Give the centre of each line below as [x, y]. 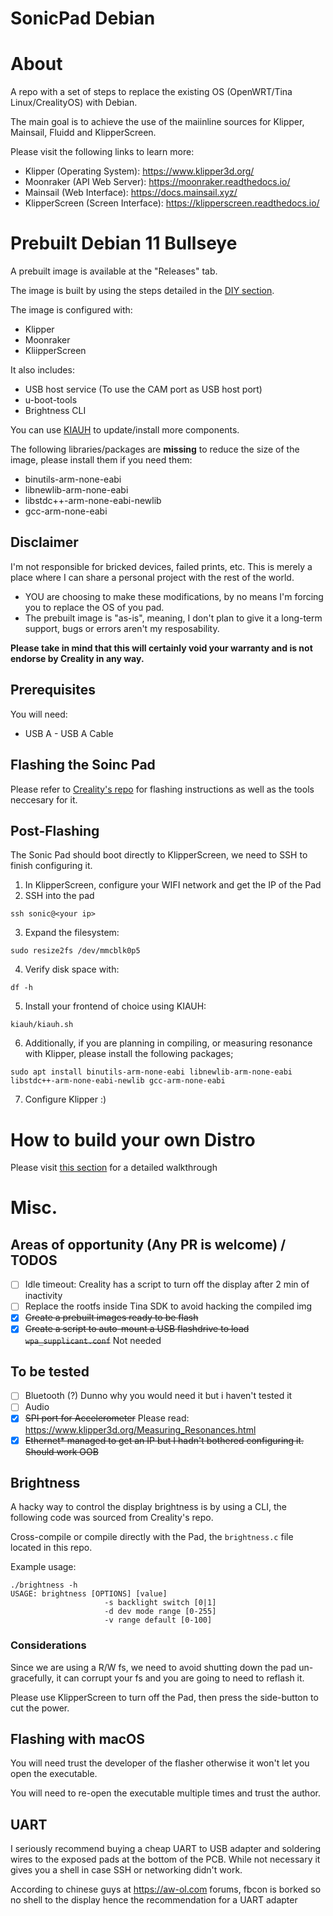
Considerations [48, 1645]
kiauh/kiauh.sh [42, 1025]
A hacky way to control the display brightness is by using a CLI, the [148, 1507]
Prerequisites [53, 690]
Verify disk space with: [72, 969]
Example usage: [43, 1567]
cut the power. [40, 1708]
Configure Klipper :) [65, 1099]
